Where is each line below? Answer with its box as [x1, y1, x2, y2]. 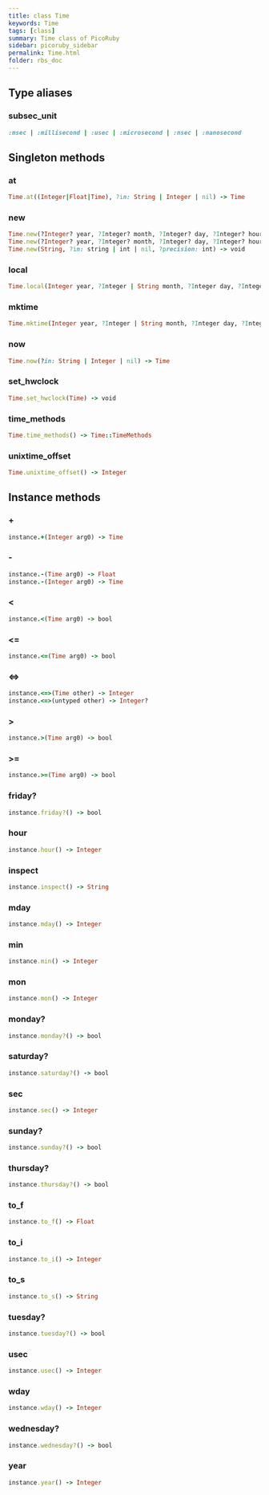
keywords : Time [8, 19, 59, 27]
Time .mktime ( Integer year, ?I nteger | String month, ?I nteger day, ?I [8, 320, 249, 328]
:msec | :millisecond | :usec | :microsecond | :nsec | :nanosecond [8, 128, 242, 136]
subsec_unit [8, 110, 58, 121]
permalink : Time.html [8, 49, 81, 57]
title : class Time [8, 11, 70, 20]
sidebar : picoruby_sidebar [8, 42, 98, 50]
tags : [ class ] [8, 26, 56, 35]
